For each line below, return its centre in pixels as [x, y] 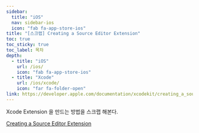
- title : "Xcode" [33, 77]
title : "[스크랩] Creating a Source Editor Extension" [73, 34]
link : [13, 94]
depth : [14, 56]
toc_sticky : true [28, 45]
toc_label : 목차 [25, 50]
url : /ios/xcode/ [38, 83]
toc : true [18, 39]
